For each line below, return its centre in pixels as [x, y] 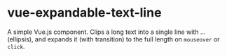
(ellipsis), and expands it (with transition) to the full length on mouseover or [113, 39]
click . [16, 46]
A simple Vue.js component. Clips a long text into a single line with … [106, 32]
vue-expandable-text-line [84, 13]
